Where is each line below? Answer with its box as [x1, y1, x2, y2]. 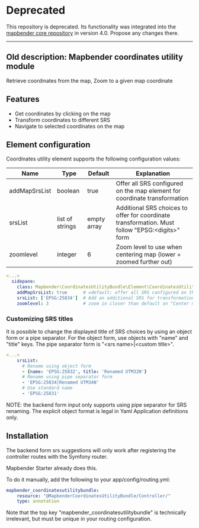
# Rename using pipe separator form [21, 374, 113, 380]
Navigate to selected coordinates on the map [14, 123, 125, 130]
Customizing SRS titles [6, 314, 73, 323]
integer [57, 250, 77, 259]
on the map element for [115, 187, 181, 195]
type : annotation [17, 498, 60, 504]
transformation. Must [115, 218, 175, 227]
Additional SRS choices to [115, 204, 188, 212]
